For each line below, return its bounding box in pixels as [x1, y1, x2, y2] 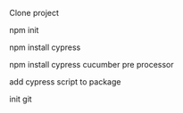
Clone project [9, 8, 60, 18]
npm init [9, 25, 39, 35]
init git [9, 93, 33, 104]
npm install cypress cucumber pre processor [9, 60, 174, 69]
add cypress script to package [9, 77, 121, 87]
